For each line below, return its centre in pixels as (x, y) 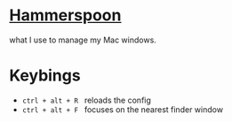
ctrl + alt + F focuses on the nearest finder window (123, 109)
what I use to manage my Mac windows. (83, 40)
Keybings (45, 76)
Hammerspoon (65, 15)
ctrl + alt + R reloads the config (86, 100)
